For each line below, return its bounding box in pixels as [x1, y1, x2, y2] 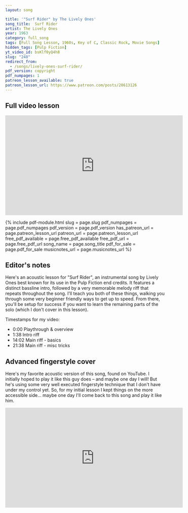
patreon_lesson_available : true [5, 78, 73, 83]
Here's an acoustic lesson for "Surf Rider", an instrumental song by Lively [5, 275, 159, 281]
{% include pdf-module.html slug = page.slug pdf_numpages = [5, 219, 137, 225]
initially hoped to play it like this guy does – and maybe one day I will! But [5, 376, 157, 382]
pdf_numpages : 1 [5, 73, 40, 79]
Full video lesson [5, 101, 60, 110]
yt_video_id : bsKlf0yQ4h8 [5, 49, 60, 55]
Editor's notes [5, 261, 51, 269]
